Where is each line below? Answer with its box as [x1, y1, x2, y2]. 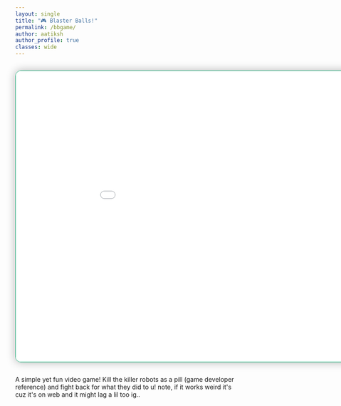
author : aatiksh [15, 30, 63, 38]
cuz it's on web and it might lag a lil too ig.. [15, 390, 141, 399]
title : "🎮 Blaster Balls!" [15, 17, 98, 24]
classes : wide [15, 43, 58, 51]
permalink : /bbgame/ [15, 24, 77, 31]
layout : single [15, 10, 61, 18]
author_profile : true [15, 37, 80, 44]
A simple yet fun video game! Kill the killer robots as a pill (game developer [15, 375, 234, 384]
